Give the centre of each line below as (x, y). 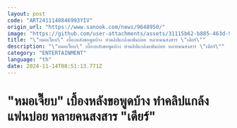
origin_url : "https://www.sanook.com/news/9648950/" (86, 27)
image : (17, 33)
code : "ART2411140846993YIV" (50, 20)
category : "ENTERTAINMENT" (47, 53)
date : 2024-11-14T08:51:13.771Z (55, 66)
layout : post (26, 14)
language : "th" (30, 60)
